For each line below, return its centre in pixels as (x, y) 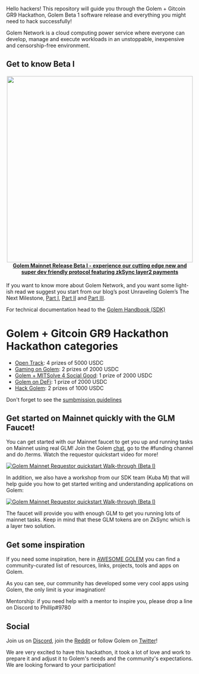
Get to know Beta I (41, 64)
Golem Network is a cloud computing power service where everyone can (96, 33)
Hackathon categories (62, 346)
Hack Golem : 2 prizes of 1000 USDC (59, 388)
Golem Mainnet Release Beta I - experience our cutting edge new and (100, 265)
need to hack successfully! (39, 21)
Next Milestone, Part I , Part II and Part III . (56, 298)
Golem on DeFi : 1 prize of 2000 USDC (61, 381)
